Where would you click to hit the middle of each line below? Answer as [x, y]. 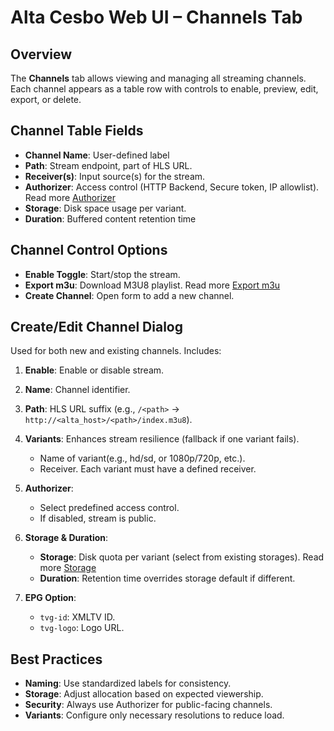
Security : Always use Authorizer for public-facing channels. [148, 705]
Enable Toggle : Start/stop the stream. [102, 274]
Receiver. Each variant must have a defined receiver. [148, 469]
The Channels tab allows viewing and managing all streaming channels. [158, 78]
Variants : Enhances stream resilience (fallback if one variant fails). [162, 439]
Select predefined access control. [109, 508]
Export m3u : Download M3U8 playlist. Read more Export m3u [152, 285]
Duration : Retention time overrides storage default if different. [167, 578]
